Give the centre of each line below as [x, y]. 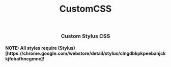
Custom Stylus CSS [85, 36]
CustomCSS [85, 9]
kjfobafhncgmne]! [25, 59]
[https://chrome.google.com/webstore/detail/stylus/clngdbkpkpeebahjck [85, 53]
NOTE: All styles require [31, 48]
